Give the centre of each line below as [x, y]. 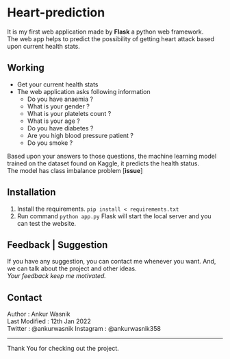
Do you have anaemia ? [60, 99]
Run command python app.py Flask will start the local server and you [114, 216]
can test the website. [47, 223]
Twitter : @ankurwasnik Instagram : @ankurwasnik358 [84, 329]
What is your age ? [53, 121]
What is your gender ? [59, 106]
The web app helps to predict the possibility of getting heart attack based [111, 38]
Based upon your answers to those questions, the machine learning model [112, 156]
